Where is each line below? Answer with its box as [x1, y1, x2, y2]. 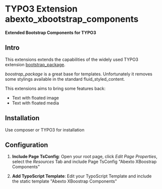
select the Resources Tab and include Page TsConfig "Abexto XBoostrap [12, 159, 157, 165]
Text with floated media [12, 100, 59, 106]
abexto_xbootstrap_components [5, 14, 139, 25]
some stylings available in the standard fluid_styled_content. [5, 76, 125, 82]
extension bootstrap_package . [5, 61, 66, 67]
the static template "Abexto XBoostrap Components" [12, 178, 118, 184]
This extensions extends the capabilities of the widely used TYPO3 [5, 57, 139, 62]
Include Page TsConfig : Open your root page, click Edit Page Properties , [12, 154, 158, 160]
